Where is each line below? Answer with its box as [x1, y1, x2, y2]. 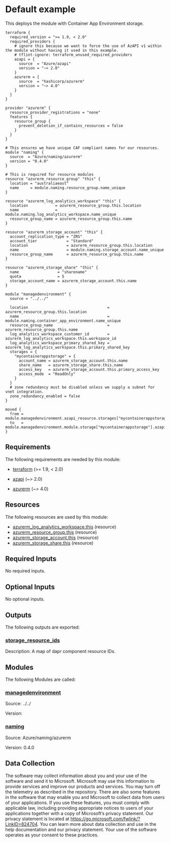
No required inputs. [5, 568, 46, 574]
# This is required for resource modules [5, 172, 94, 177]
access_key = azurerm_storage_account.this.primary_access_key [18, 367, 159, 372]
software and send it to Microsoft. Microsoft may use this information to [5, 778, 155, 784]
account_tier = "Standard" [10, 238, 94, 244]
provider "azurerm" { [5, 105, 51, 110]
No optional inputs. [5, 596, 45, 602]
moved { [5, 407, 22, 412]
